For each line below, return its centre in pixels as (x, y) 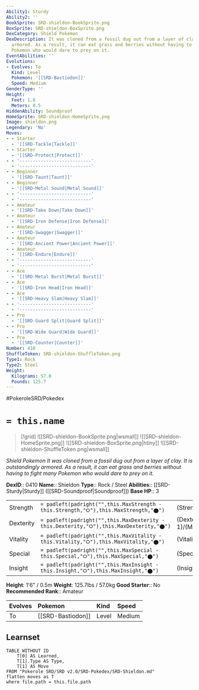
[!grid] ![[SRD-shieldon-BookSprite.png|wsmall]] (80, 436)
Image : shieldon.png (32, 122)
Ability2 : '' (22, 17)
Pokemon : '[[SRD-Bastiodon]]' (49, 78)
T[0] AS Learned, (38, 656)
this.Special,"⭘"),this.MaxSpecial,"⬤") (99, 556)
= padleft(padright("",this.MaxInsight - (99, 565)
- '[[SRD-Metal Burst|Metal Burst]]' (58, 277)
